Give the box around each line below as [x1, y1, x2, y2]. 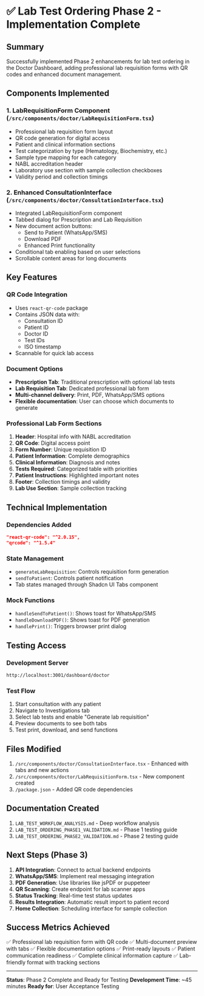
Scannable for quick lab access [15, 349, 94, 356]
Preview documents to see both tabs [15, 720, 107, 727]
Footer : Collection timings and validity [15, 478, 110, 486]
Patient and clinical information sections [15, 141, 115, 148]
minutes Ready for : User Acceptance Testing [6, 983, 120, 990]
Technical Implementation [6, 502, 107, 512]
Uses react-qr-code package [15, 304, 88, 311]
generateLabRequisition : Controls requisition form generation [15, 568, 169, 575]
